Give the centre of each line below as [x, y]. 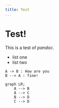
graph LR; [15, 84]
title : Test [17, 10]
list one [20, 57]
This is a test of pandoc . [30, 48]
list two [19, 62]
